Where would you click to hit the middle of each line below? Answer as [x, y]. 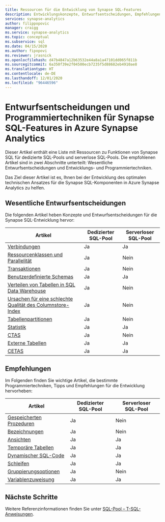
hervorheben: [19, 391]
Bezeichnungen [26, 432]
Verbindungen [24, 247]
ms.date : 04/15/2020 [26, 46]
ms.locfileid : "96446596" [31, 83]
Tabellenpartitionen [30, 319]
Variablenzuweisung [31, 480]
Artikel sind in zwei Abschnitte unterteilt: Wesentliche [59, 162]
